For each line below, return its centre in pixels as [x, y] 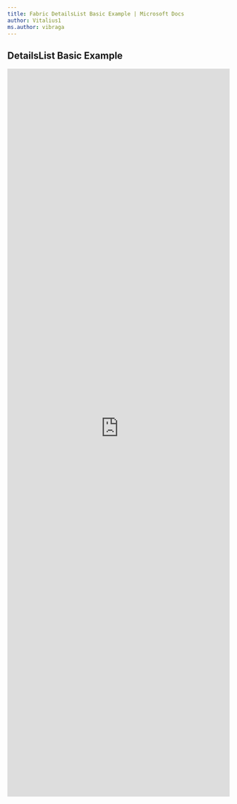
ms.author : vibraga [36, 27]
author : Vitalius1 [34, 20]
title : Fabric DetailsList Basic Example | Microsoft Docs [96, 14]
